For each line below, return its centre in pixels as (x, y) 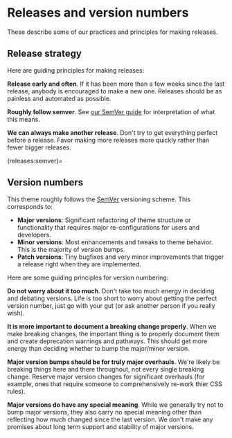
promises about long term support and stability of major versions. (100, 426)
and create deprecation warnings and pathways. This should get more (107, 341)
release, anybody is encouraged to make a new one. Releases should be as (115, 91)
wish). (16, 313)
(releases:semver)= (35, 161)
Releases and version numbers (98, 13)
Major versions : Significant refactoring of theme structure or (104, 220)
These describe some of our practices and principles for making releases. (113, 32)
